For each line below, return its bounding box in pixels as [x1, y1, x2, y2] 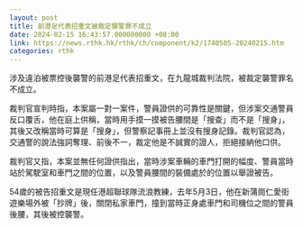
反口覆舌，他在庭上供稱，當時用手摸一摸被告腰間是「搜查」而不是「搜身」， [9, 114, 290, 125]
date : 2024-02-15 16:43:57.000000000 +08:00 [9, 30, 179, 39]
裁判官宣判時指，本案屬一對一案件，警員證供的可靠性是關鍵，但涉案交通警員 [9, 103, 294, 114]
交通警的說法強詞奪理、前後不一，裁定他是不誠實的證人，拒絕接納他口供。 [9, 137, 286, 148]
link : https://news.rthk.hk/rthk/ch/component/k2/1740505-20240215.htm [9, 38, 284, 48]
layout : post [9, 13, 59, 23]
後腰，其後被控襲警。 [9, 209, 88, 220]
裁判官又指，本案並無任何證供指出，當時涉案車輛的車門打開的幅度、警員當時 [9, 156, 294, 167]
